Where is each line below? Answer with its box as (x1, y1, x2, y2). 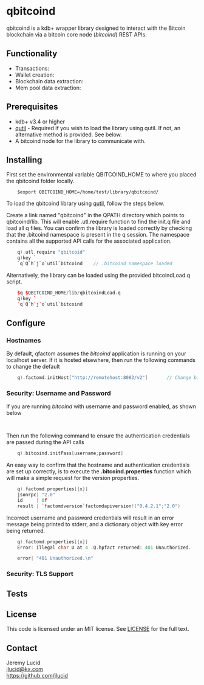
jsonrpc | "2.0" (17, 492, 56, 498)
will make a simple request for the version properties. (6, 475, 140, 482)
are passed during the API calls (6, 439, 84, 446)
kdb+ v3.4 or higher (15, 117, 66, 125)
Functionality (6, 49, 58, 59)
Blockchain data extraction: (15, 77, 84, 85)
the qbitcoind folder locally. (6, 178, 75, 185)
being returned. (6, 527, 46, 534)
